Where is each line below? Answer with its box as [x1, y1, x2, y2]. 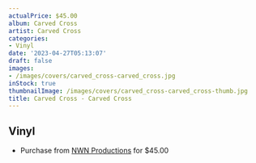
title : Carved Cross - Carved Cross [8, 94, 132, 102]
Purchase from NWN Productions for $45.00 [19, 146, 169, 156]
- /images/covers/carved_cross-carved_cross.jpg [8, 72, 176, 80]
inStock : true [8, 79, 57, 87]
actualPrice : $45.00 [8, 11, 79, 20]
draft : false [8, 57, 53, 65]
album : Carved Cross [8, 19, 79, 27]
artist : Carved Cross [8, 27, 82, 35]
